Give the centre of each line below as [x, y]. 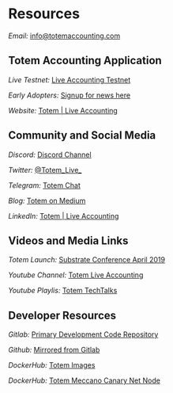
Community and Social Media [82, 135]
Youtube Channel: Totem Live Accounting [76, 275]
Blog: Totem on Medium [47, 200]
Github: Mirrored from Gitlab [54, 350]
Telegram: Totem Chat [45, 185]
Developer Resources [62, 315]
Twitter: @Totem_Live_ [45, 170]
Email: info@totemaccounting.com [64, 36]
